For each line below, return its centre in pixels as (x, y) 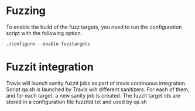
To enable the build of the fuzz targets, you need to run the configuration (94, 27)
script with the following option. (44, 33)
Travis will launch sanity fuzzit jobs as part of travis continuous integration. (96, 83)
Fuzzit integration (50, 67)
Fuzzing (26, 11)
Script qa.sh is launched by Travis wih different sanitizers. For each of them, (98, 89)
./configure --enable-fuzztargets (48, 44)
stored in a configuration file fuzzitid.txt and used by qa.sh (77, 102)
